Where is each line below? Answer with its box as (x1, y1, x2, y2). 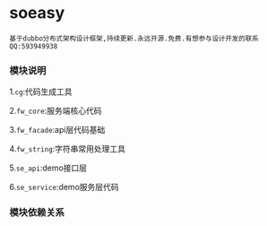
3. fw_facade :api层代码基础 (9, 125, 106, 135)
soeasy (9, 3, 65, 23)
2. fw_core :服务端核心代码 (9, 106, 102, 117)
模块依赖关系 (9, 206, 65, 219)
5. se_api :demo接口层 (9, 162, 88, 173)
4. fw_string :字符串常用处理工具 (9, 143, 126, 154)
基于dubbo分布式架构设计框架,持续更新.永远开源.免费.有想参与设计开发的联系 (9, 34, 259, 43)
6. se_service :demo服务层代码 (9, 182, 119, 193)
